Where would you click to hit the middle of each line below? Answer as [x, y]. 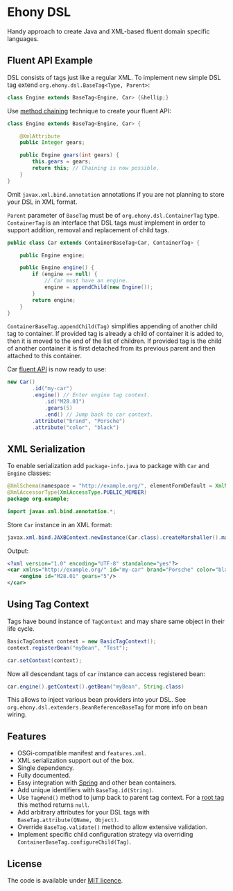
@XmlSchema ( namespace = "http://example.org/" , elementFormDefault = [110, 486]
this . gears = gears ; [62, 162]
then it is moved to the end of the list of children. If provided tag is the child [114, 341]
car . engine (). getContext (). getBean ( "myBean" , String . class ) [96, 687]
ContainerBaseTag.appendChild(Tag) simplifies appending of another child [112, 326]
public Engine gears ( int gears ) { [69, 155]
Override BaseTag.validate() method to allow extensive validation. [112, 827]
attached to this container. [44, 356]
